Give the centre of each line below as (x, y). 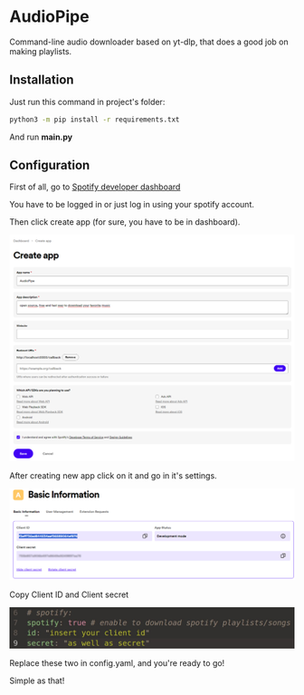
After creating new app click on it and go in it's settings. (113, 475)
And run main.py (41, 137)
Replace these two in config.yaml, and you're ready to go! (117, 663)
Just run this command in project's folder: (87, 101)
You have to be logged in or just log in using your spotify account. (132, 205)
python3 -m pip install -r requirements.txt (95, 120)
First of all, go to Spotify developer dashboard (95, 187)
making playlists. (41, 51)
